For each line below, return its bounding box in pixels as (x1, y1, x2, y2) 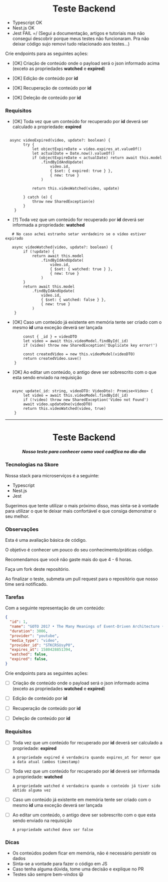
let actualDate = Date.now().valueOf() (31, 151, 115, 156)
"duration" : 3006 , (9, 628, 48, 633)
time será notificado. (5, 581, 48, 587)
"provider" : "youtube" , (9, 633, 59, 638)
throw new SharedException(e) (31, 199, 95, 204)
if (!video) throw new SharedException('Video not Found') (23, 397, 149, 403)
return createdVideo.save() (23, 356, 81, 361)
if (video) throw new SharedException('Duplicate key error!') (23, 343, 157, 348)
